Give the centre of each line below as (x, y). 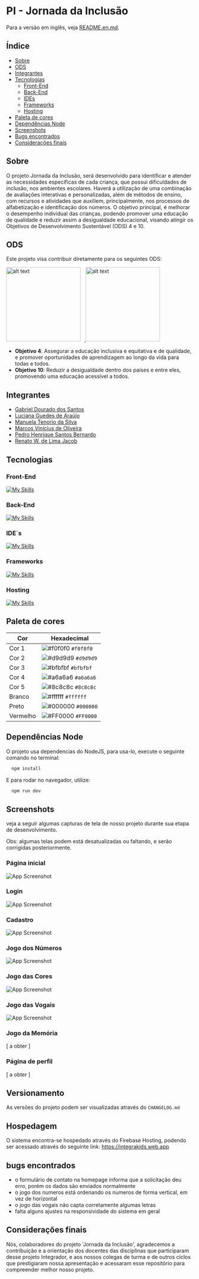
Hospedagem (32, 1126)
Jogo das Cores (29, 976)
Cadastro (20, 919)
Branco (19, 697)
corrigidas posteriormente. (39, 848)
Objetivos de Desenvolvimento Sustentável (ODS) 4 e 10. (75, 226)
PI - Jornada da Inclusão (67, 11)
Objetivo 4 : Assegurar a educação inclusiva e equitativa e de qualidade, (103, 351)
